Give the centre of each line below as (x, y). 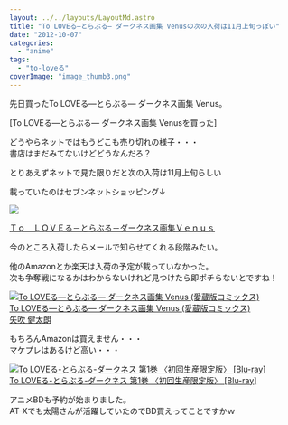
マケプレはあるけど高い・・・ (65, 350)
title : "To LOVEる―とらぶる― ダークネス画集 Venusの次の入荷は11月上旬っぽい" (144, 26)
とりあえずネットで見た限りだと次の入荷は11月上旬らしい (116, 172)
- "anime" (36, 52)
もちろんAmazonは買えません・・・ (76, 338)
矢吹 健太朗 (30, 319)
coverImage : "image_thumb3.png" (70, 77)
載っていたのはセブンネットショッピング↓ (88, 192)
